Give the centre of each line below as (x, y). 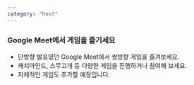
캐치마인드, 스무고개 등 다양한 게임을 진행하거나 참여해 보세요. (102, 65)
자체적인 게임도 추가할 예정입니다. (64, 74)
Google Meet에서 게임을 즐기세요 (61, 40)
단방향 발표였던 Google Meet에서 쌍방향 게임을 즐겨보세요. (98, 57)
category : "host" (33, 14)
